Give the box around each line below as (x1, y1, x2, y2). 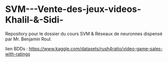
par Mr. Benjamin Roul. (5, 36, 52, 42)
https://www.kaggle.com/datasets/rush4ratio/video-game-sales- (28, 45, 163, 51)
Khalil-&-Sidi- (5, 14, 63, 25)
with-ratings (5, 51, 30, 57)
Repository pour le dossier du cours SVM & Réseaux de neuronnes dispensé (5, 30, 162, 36)
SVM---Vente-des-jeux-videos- (5, 3, 141, 15)
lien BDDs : (5, 45, 28, 51)
